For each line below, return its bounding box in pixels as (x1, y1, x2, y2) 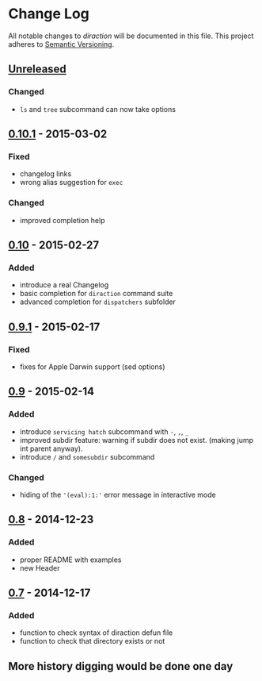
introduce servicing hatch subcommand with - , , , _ (19, 426, 189, 437)
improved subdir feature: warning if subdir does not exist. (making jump (19, 435, 254, 444)
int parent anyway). (19, 444, 83, 453)
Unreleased (8, 63, 67, 76)
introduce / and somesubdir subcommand (19, 452, 155, 461)
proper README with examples (19, 555, 122, 564)
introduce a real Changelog (19, 280, 109, 290)
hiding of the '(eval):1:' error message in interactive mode (19, 490, 216, 499)
